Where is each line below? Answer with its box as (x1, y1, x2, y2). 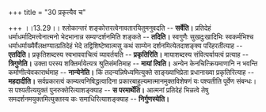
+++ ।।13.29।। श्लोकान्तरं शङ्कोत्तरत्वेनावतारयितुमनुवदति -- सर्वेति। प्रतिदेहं (8, 24, 211, 32)
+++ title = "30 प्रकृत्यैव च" (8, 8, 86, 17)
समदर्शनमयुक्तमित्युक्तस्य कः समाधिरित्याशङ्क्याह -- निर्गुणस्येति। (8, 95, 170, 103)
